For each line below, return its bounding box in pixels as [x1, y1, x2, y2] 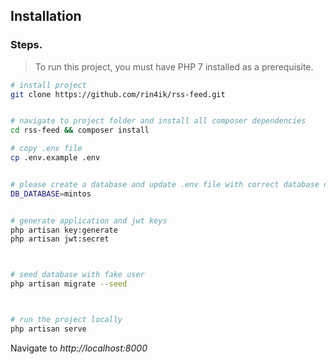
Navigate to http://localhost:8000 [10, 342, 148, 354]
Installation [10, 8, 82, 25]
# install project [10, 80, 87, 90]
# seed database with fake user [10, 270, 145, 280]
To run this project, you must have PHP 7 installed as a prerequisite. [34, 60, 314, 73]
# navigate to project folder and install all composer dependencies [10, 116, 307, 126]
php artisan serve [10, 324, 87, 334]
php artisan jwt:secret [10, 234, 110, 244]
